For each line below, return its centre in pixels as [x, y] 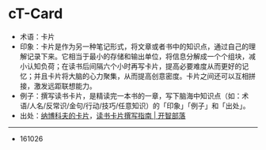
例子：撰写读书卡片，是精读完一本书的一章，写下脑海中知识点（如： [131, 96]
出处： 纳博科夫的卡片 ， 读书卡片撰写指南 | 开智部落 [103, 115]
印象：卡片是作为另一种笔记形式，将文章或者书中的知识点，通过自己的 [134, 46]
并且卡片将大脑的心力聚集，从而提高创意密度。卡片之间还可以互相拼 [144, 76]
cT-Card [36, 14]
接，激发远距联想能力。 [58, 86]
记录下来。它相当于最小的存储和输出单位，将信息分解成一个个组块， [138, 56]
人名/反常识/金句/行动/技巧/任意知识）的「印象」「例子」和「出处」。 [140, 105]
